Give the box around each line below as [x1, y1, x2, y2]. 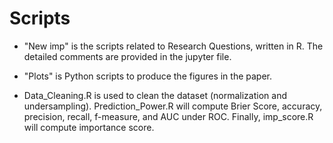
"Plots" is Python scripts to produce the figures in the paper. [23, 70, 273, 82]
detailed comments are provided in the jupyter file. [23, 50, 232, 62]
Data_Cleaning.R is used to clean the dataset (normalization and [23, 89, 287, 101]
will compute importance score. [23, 121, 155, 133]
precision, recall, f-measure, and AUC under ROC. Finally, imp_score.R [23, 110, 314, 122]
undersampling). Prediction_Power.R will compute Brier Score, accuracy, [23, 100, 323, 112]
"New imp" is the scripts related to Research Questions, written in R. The [23, 40, 324, 52]
